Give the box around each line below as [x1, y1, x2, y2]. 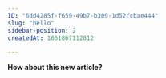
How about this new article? [7, 63, 103, 72]
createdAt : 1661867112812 [7, 33, 94, 42]
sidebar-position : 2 [7, 26, 77, 34]
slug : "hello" [7, 19, 55, 27]
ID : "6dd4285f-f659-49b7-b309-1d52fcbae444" [7, 11, 159, 20]
